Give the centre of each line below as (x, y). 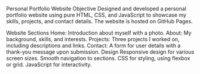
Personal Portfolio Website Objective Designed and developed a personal (96, 9)
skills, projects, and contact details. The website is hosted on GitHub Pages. (99, 21)
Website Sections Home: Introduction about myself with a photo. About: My (99, 33)
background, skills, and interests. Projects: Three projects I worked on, (93, 39)
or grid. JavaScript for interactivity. (49, 64)
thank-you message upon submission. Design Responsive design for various (100, 52)
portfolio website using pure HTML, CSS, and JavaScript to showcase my (96, 15)
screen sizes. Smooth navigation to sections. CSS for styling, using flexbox (98, 58)
